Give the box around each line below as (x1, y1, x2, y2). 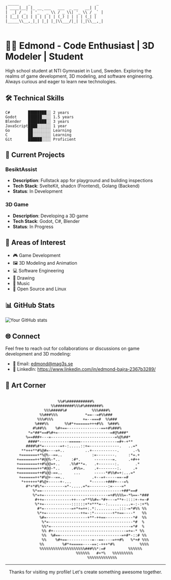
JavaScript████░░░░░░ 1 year (5, 123, 67, 129)
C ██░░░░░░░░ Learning (5, 132, 72, 137)
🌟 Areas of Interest (5, 238, 66, 247)
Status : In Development (12, 188, 63, 194)
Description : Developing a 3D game (12, 213, 89, 219)
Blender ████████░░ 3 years (5, 119, 70, 124)
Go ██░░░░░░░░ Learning (5, 128, 72, 133)
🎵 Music (12, 280, 30, 286)
